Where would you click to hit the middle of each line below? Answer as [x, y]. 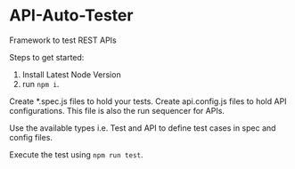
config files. [31, 137]
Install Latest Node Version [72, 74]
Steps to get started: [47, 57]
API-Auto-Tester [71, 16]
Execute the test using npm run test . [77, 154]
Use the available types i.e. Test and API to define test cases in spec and [143, 128]
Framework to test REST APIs [63, 40]
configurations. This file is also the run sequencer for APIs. [117, 110]
